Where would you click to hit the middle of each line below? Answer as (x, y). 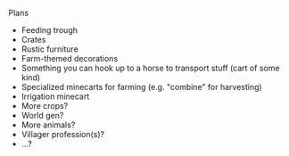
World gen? (42, 115)
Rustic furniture (50, 49)
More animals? (48, 125)
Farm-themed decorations (70, 58)
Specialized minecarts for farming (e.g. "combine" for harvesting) (141, 87)
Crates (33, 40)
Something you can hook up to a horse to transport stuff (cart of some (150, 68)
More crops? (45, 106)
